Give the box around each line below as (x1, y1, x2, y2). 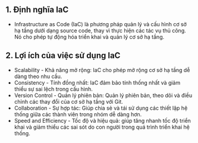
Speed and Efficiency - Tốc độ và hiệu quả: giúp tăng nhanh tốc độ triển (14, 117, 191, 124)
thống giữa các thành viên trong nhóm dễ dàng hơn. (14, 110, 142, 118)
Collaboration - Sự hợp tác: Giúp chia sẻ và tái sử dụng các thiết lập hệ (14, 104, 188, 111)
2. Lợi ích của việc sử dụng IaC (5, 51, 121, 61)
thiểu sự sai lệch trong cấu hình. (14, 85, 93, 92)
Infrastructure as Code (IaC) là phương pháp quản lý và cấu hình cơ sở (14, 20, 187, 27)
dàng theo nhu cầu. (14, 73, 62, 80)
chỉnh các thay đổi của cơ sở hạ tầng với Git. (14, 98, 123, 105)
